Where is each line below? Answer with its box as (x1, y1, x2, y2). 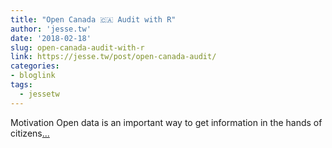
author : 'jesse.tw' (10, 24, 92, 34)
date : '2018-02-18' (10, 33, 92, 43)
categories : (10, 61, 60, 71)
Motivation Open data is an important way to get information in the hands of (10, 116, 323, 128)
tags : (10, 80, 33, 90)
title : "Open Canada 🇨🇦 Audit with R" (10, 14, 177, 25)
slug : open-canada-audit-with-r (10, 42, 145, 53)
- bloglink (10, 71, 56, 81)
